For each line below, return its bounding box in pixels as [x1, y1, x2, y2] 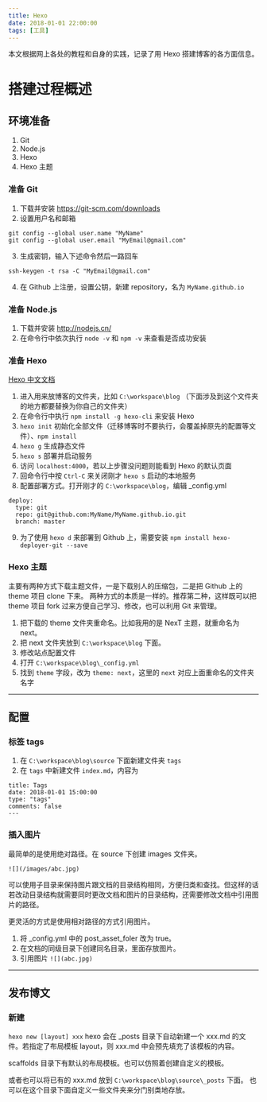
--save [66, 541, 88, 549]
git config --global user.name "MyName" [8, 229, 145, 237]
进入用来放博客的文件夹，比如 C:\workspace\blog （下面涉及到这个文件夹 [19, 391, 259, 402]
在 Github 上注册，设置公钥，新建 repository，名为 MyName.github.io [19, 281, 245, 291]
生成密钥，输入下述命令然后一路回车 [19, 251, 139, 261]
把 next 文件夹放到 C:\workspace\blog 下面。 [19, 638, 165, 647]
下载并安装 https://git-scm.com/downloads [19, 204, 161, 213]
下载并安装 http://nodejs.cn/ [19, 323, 112, 332]
